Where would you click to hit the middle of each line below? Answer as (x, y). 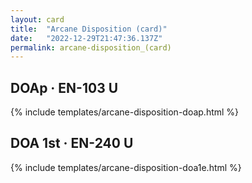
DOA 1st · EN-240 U (72, 143)
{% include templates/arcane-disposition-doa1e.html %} (126, 167)
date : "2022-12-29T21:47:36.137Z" (86, 38)
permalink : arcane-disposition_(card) (91, 47)
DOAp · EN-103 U (64, 87)
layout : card (37, 19)
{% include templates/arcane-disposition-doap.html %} (125, 112)
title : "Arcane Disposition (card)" (89, 29)
